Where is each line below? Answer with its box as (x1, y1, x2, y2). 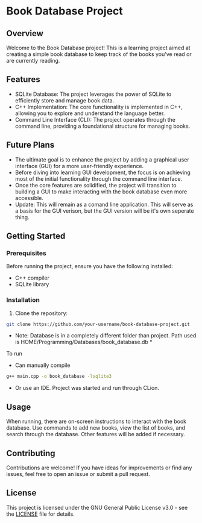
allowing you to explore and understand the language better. (14, 110, 165, 117)
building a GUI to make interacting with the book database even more (14, 188, 188, 195)
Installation (6, 296, 40, 304)
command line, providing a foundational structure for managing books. (14, 122, 191, 130)
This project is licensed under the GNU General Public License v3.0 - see (6, 504, 188, 511)
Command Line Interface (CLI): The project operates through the (14, 116, 176, 123)
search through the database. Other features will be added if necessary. (6, 431, 185, 438)
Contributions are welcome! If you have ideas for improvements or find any (6, 464, 192, 471)
